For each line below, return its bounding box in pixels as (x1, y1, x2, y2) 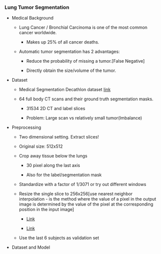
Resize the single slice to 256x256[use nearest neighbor (19, 191, 133, 197)
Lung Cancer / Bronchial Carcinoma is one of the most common (19, 24, 148, 30)
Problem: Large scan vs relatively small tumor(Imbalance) (26, 115, 142, 121)
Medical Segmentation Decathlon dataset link (19, 87, 111, 92)
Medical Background (11, 15, 54, 21)
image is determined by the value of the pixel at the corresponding (19, 201, 154, 207)
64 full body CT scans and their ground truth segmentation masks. (19, 96, 154, 102)
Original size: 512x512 (19, 143, 63, 149)
